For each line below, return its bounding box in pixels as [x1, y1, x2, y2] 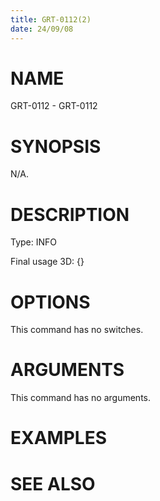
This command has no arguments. [10, 392, 151, 404]
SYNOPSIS [10, 135, 102, 158]
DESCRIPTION [10, 203, 130, 226]
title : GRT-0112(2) [10, 14, 92, 25]
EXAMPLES [10, 427, 107, 450]
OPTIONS [10, 291, 91, 313]
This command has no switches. [10, 324, 144, 336]
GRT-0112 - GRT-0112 [10, 100, 98, 112]
